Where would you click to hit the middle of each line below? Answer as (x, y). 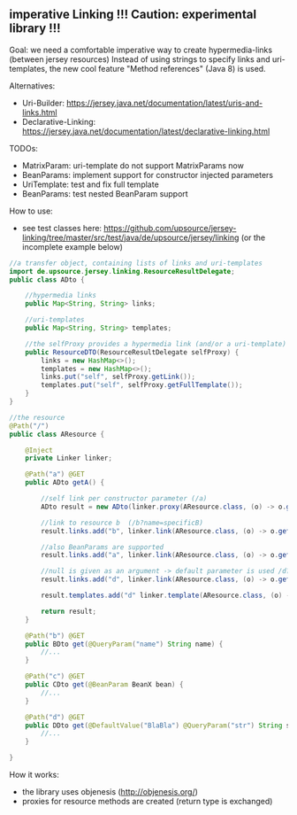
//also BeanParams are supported (103, 547)
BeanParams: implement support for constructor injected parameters (148, 175)
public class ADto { (47, 279)
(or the (253, 237)
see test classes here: (62, 228)
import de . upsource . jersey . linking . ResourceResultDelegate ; (122, 271)
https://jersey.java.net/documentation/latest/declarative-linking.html (146, 131)
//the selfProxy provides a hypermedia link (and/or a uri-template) (156, 344)
